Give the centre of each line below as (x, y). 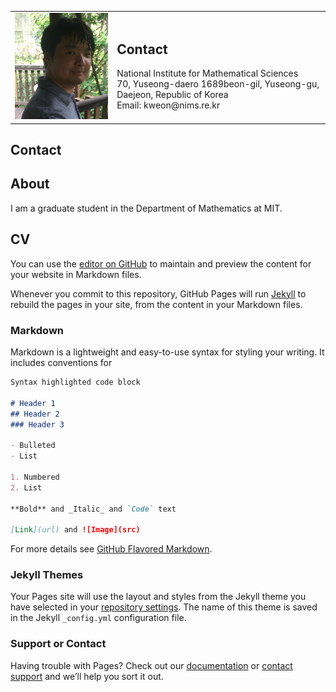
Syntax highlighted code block (75, 382)
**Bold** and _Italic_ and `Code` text (93, 509)
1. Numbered (35, 477)
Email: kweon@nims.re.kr (168, 105)
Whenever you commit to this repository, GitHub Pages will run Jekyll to (158, 293)
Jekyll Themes (47, 575)
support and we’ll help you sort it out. (87, 676)
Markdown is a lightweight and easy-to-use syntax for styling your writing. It (167, 352)
